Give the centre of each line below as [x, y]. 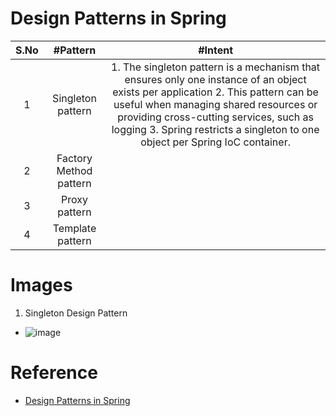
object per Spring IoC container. [215, 142]
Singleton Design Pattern [76, 313]
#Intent [216, 50]
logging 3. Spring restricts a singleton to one [215, 129]
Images [41, 285]
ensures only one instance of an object [215, 79]
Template [74, 228]
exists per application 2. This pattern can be [215, 92]
